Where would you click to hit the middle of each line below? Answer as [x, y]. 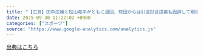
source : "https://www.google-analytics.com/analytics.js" [81, 29]
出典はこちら [22, 47]
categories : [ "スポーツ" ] [37, 23]
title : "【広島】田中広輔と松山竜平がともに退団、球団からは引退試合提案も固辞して [99, 12]
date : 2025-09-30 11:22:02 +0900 [49, 18]
